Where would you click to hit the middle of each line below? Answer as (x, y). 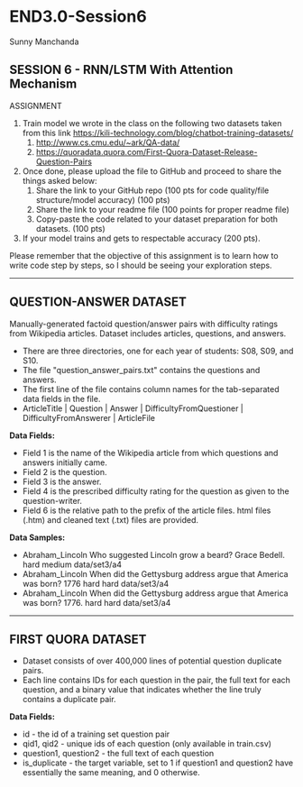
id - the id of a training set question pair (96, 734)
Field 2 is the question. (64, 471)
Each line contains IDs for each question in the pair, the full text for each (156, 680)
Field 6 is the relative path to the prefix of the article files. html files (147, 510)
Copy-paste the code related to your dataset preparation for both (156, 219)
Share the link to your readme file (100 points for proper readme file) (163, 209)
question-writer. (52, 500)
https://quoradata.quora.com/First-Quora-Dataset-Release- (147, 151)
